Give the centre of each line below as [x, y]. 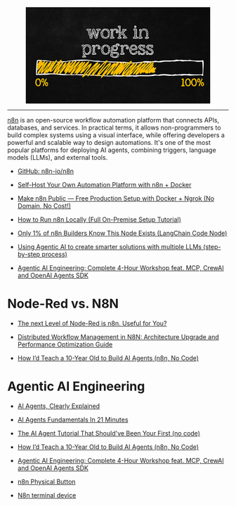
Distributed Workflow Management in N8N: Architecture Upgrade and [118, 336]
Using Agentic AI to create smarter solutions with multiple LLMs [110, 247]
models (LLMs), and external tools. [58, 157]
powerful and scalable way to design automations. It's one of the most [109, 143]
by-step [29, 254]
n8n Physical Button [46, 481]
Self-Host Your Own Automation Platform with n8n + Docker [104, 185]
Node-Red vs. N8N [63, 304]
